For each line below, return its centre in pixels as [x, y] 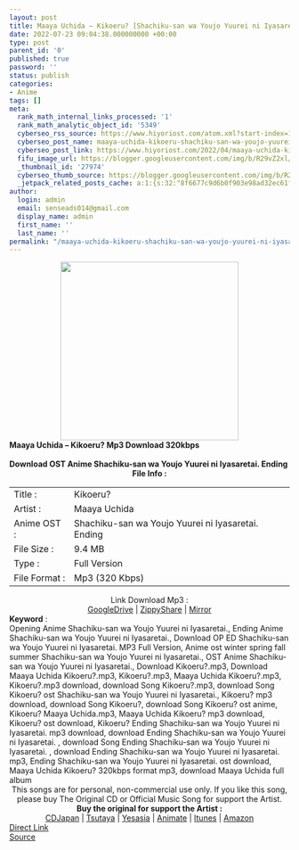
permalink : [29, 242]
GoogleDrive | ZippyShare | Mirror [149, 610]
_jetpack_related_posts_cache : [75, 184]
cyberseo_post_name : [55, 142]
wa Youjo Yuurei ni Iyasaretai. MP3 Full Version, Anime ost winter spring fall [148, 648]
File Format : [40, 578]
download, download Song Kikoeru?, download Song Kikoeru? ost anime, [144, 705]
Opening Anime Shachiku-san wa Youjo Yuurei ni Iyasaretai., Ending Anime [146, 629]
